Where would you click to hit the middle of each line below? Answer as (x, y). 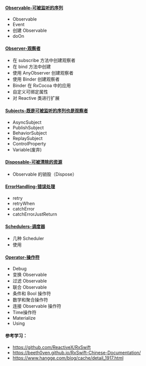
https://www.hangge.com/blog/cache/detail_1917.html (68, 358)
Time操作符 (24, 313)
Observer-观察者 (23, 48)
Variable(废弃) (27, 150)
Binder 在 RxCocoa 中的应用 (42, 86)
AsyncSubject (27, 122)
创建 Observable (29, 31)
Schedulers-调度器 (25, 226)
